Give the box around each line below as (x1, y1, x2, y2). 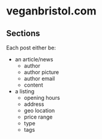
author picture (23, 69, 59, 76)
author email (23, 75, 55, 82)
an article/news (14, 56, 53, 63)
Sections (6, 28, 40, 39)
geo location (23, 107, 55, 114)
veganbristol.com (6, 4, 97, 18)
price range (23, 113, 53, 120)
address (23, 100, 44, 108)
